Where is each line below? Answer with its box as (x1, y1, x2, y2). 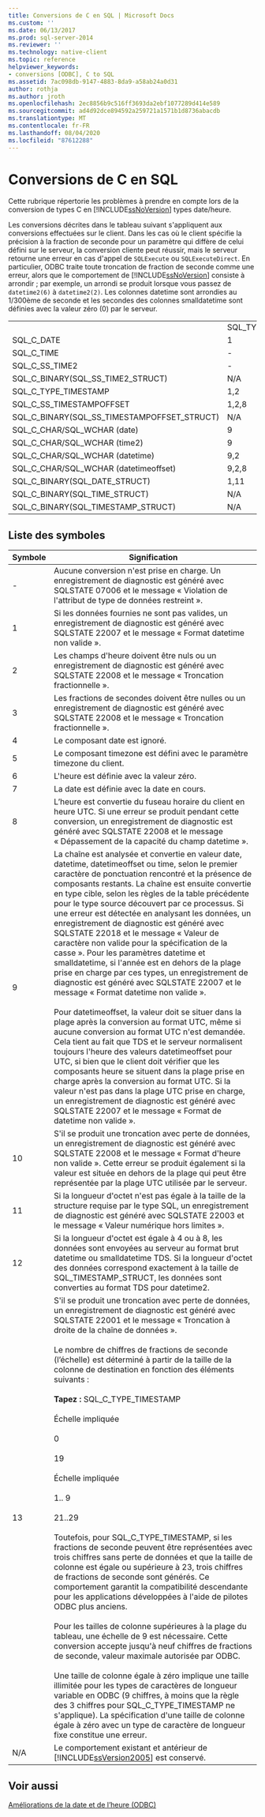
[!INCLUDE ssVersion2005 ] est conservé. (54, 1752, 207, 1763)
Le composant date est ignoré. (54, 735, 167, 747)
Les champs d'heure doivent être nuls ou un (54, 650, 217, 661)
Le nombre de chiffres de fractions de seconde (54, 1345, 229, 1356)
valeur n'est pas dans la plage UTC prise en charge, (54, 1085, 246, 1097)
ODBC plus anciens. (54, 1601, 128, 1612)
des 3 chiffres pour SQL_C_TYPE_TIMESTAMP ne (54, 1700, 235, 1711)
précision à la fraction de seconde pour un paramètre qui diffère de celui (8, 237, 244, 246)
